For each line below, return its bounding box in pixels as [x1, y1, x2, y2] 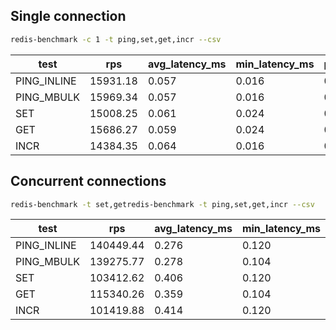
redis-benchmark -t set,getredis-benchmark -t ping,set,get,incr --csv [10, 199, 315, 209]
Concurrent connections [10, 173, 167, 190]
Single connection [10, 8, 127, 25]
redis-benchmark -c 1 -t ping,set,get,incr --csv [10, 34, 222, 44]
